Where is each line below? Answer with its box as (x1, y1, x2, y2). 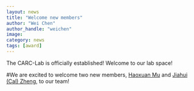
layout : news (6, 8, 40, 15)
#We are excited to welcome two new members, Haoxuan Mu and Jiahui (6, 71, 188, 78)
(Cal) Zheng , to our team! (6, 77, 70, 85)
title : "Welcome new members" (6, 15, 83, 21)
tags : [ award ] (6, 43, 43, 49)
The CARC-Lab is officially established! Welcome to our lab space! (6, 59, 173, 67)
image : (6, 32, 23, 38)
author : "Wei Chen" (6, 20, 56, 26)
